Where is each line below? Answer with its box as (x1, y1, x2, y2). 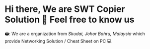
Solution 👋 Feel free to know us (4, 14, 135, 25)
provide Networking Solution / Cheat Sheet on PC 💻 (4, 38, 112, 44)
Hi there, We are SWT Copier (4, 3, 125, 15)
